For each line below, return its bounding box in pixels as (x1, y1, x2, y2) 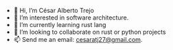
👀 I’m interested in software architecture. (13, 14, 129, 22)
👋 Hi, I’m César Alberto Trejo (13, 7, 95, 14)
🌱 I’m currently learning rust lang (13, 21, 106, 28)
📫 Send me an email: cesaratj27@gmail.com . (13, 36, 143, 43)
